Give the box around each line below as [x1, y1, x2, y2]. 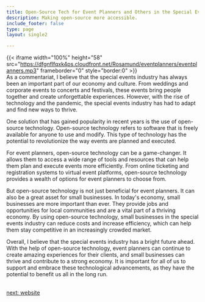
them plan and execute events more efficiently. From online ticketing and [6, 162, 189, 170]
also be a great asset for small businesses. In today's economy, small [6, 194, 181, 201]
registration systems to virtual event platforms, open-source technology [6, 169, 187, 176]
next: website [6, 289, 40, 296]
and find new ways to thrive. [6, 106, 78, 113]
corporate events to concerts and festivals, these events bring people [6, 86, 182, 94]
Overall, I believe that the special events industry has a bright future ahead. [6, 238, 195, 246]
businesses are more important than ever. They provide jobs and [6, 200, 169, 208]
